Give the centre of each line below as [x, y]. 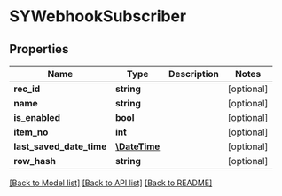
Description [194, 74]
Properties [39, 49]
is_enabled [37, 118]
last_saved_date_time [60, 146]
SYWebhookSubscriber [98, 16]
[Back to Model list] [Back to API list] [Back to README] [111, 183]
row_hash [35, 161]
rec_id [27, 89]
